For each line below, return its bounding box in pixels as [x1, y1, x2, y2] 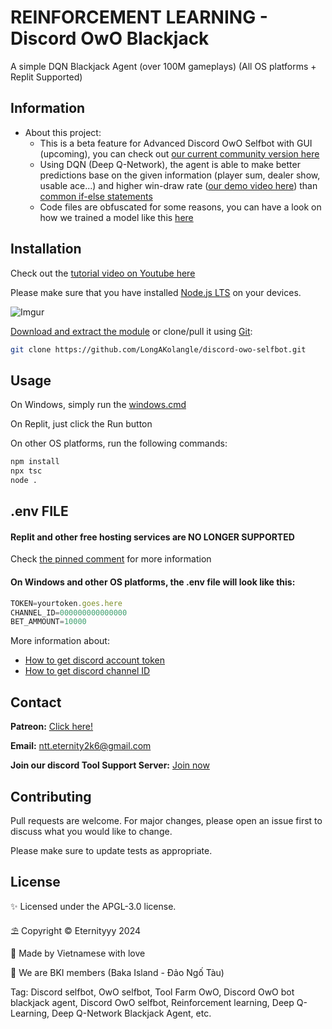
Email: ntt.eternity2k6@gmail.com [10, 740, 152, 752]
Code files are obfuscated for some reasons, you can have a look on [39, 201, 322, 213]
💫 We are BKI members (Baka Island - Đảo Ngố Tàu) [10, 966, 225, 978]
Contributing [10, 788, 92, 805]
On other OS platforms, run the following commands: [10, 437, 228, 450]
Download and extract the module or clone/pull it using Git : [10, 325, 253, 337]
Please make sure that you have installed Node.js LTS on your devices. [10, 286, 302, 298]
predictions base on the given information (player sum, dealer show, [39, 169, 321, 181]
